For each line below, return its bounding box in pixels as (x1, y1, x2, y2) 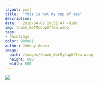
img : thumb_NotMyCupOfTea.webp (5, 25, 69, 30)
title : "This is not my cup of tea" (5, 12, 82, 17)
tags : (5, 30, 16, 34)
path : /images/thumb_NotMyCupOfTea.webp (9, 52, 93, 57)
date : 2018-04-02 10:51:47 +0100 (5, 20, 78, 26)
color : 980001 (5, 39, 34, 44)
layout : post (5, 7, 32, 12)
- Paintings (5, 34, 29, 39)
